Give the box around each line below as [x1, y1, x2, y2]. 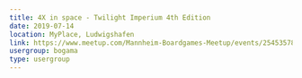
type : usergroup [9, 55, 70, 64]
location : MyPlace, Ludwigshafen [9, 30, 135, 39]
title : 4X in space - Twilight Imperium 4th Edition [9, 13, 211, 22]
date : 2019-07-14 [9, 22, 75, 30]
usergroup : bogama [9, 47, 78, 56]
